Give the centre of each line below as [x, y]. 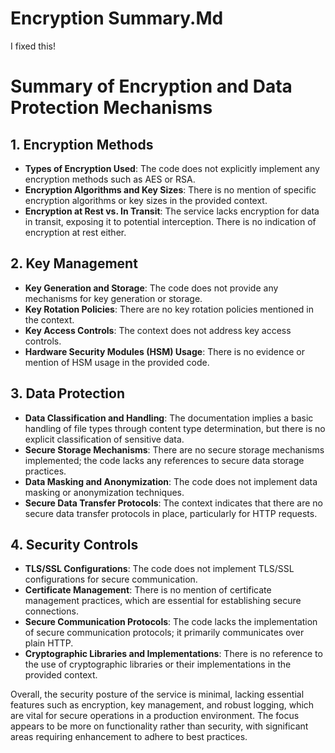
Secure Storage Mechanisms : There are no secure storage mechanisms [174, 449]
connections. [51, 611]
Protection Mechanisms [111, 108]
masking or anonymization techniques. [104, 492]
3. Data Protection [67, 393]
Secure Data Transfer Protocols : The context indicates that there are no [173, 503]
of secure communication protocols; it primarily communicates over [164, 633]
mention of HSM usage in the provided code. [117, 362]
